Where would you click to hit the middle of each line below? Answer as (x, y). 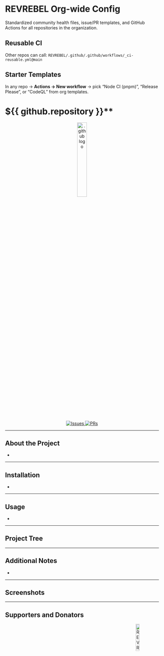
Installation (22, 475)
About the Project (32, 443)
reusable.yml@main (24, 60)
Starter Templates (33, 75)
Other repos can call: (26, 55)
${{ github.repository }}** (59, 111)
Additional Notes (31, 561)
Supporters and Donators (44, 615)
